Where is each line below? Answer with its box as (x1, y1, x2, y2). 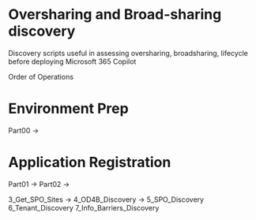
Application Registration (8, 154, 171, 171)
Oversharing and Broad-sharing (8, 6, 222, 24)
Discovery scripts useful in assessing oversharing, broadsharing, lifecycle (8, 48, 249, 58)
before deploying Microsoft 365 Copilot (8, 57, 137, 66)
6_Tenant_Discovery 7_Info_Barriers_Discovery (8, 203, 160, 212)
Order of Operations (8, 72, 73, 81)
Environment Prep (8, 100, 129, 117)
